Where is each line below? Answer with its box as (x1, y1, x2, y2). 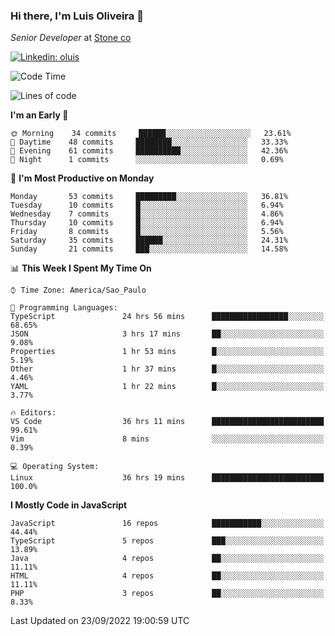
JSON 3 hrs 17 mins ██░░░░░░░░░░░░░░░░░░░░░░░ (10, 329, 325, 339)
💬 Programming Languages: (10, 303, 118, 313)
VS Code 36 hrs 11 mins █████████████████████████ (10, 417, 325, 427)
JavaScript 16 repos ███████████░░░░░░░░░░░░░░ (10, 519, 325, 529)
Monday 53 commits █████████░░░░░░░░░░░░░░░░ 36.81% (10, 192, 288, 202)
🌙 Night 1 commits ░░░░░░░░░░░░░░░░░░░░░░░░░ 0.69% (10, 155, 284, 165)
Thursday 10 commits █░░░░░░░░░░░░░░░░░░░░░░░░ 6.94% (10, 218, 284, 228)
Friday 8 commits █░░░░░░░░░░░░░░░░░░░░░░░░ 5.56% (10, 227, 284, 237)
